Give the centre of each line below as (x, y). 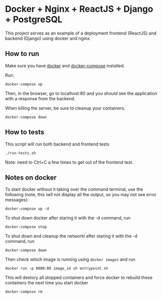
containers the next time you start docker (47, 283)
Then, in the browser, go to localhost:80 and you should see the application (81, 93)
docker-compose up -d (27, 209)
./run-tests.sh (21, 153)
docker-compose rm (24, 292)
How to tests (25, 132)
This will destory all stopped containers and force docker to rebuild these (79, 278)
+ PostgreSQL (34, 19)
